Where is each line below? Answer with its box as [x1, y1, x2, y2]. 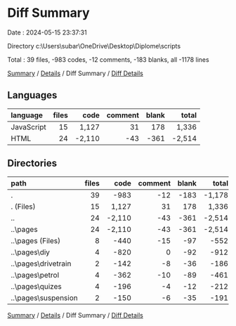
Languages [7, 89, 58, 101]
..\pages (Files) [11, 235, 61, 245]
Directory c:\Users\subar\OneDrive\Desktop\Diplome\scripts [7, 41, 181, 50]
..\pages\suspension [11, 293, 79, 303]
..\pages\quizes [11, 281, 62, 291]
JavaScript [11, 122, 47, 131]
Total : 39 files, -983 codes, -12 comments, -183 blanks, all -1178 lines [7, 55, 209, 64]
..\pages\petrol [11, 270, 60, 280]
